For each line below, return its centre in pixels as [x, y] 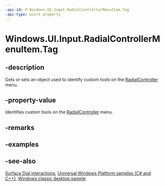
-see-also [21, 161]
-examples [22, 145]
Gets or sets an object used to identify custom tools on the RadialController [82, 79]
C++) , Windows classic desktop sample [45, 178]
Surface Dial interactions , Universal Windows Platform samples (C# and [78, 173]
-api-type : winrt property [33, 14]
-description [25, 68]
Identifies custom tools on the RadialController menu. [59, 112]
